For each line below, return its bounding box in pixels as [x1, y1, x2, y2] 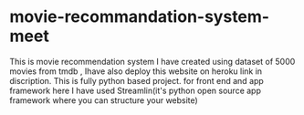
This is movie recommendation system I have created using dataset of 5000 [9, 56, 296, 67]
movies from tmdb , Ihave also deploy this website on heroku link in [9, 66, 263, 77]
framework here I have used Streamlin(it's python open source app [9, 85, 262, 96]
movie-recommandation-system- [9, 6, 270, 27]
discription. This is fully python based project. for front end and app [9, 75, 265, 86]
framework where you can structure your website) [9, 94, 198, 106]
